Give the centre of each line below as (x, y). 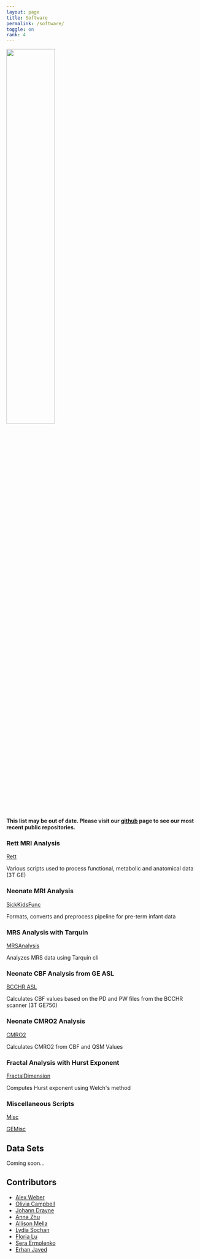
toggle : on (20, 29)
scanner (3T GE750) (32, 1005)
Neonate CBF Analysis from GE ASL (60, 973)
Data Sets (25, 1148)
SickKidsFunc (24, 904)
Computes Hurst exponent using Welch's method (68, 1087)
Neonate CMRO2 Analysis (46, 1021)
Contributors (32, 1182)
